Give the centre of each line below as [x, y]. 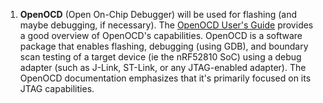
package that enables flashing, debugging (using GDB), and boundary [164, 46]
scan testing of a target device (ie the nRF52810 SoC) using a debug [160, 57]
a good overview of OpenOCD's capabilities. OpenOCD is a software [161, 35]
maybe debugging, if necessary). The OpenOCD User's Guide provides [166, 25]
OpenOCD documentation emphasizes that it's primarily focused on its [165, 78]
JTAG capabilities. [57, 88]
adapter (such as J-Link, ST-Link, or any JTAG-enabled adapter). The [163, 67]
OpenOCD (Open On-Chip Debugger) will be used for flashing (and [158, 14]
